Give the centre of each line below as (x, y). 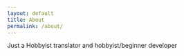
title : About (26, 20)
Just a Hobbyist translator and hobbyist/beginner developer (92, 46)
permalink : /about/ (35, 26)
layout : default (30, 13)
